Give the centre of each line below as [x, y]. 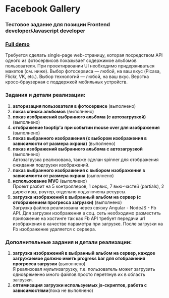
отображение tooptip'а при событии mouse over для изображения [86, 127]
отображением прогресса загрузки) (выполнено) [67, 202]
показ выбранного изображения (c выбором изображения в [80, 138]
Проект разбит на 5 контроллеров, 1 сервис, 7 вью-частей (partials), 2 [88, 186]
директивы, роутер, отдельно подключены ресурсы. [70, 191]
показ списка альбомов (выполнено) [53, 111]
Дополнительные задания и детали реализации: [69, 242]
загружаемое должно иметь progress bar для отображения [79, 258]
